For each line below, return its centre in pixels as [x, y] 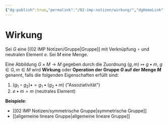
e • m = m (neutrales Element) [44, 91]
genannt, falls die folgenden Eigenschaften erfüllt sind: [62, 75]
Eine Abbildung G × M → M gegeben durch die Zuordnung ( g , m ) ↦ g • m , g [84, 64]
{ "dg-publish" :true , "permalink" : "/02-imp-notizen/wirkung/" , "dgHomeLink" [85, 10]
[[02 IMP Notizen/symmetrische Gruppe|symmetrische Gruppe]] [80, 111]
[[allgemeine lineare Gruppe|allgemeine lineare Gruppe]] [71, 116]
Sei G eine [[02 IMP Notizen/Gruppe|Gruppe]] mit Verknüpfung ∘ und [77, 49]
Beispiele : [16, 101]
